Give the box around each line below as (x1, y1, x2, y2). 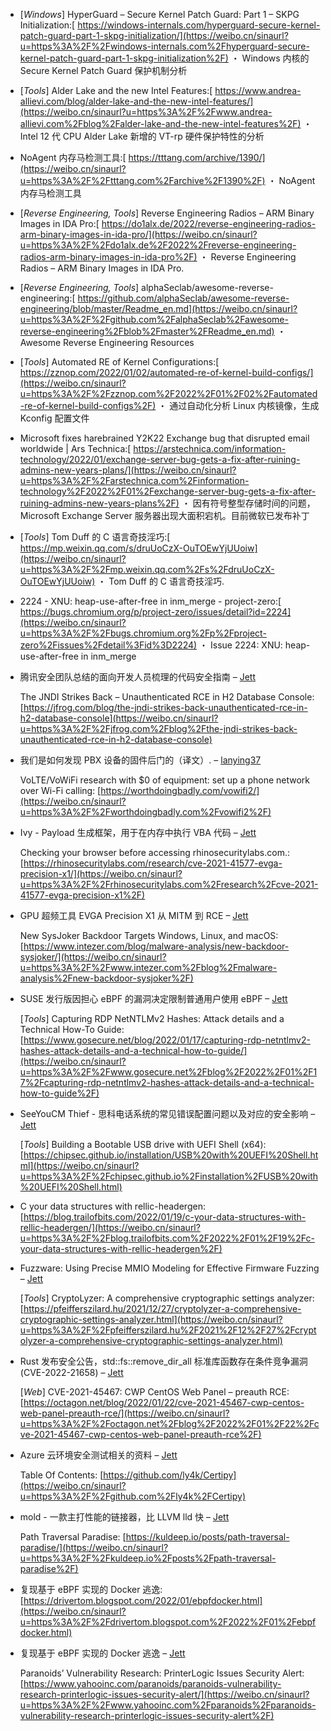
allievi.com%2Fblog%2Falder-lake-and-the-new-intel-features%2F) (19, 118, 302, 129)
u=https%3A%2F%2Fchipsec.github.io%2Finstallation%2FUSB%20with (19, 1170, 318, 1182)
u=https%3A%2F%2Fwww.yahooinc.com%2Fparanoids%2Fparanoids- (19, 1699, 317, 1711)
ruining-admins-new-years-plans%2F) (19, 497, 180, 509)
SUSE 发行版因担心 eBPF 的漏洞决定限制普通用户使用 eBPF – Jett (19, 993, 288, 1004)
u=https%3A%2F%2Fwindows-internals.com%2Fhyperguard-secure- (19, 40, 310, 52)
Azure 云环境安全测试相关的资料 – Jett (19, 1449, 178, 1461)
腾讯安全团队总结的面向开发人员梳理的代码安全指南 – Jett (19, 671, 256, 683)
